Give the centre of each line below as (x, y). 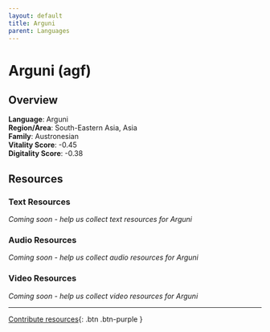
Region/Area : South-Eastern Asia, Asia (73, 128)
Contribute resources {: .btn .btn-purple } (76, 319)
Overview (33, 100)
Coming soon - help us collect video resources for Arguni (103, 296)
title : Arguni (32, 23)
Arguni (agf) (50, 70)
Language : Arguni (38, 119)
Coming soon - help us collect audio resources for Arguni (103, 257)
